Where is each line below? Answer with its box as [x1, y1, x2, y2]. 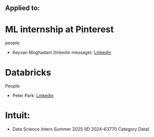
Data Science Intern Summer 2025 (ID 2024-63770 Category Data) [12, 126, 150, 132]
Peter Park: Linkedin [12, 93, 53, 99]
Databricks [5, 67, 51, 78]
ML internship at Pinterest [5, 24, 114, 35]
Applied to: [5, 4, 40, 12]
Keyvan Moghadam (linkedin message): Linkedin [12, 49, 111, 56]
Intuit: [5, 110, 31, 121]
